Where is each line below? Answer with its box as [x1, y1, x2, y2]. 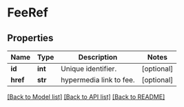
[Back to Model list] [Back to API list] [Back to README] [7, 93, 165, 101]
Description [78, 53, 118, 62]
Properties [7, 32, 54, 44]
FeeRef [7, 5, 48, 21]
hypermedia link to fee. [61, 75, 136, 84]
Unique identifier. [61, 64, 117, 73]
